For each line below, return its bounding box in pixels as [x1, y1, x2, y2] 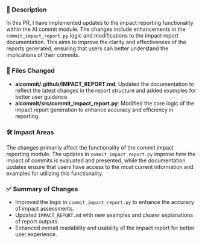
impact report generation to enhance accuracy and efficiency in [14, 106, 174, 113]
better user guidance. [14, 93, 69, 101]
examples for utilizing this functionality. [6, 170, 104, 177]
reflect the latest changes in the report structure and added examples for [14, 87, 197, 94]
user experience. [14, 231, 57, 238]
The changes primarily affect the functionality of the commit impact [6, 143, 174, 151]
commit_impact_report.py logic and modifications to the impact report [6, 32, 179, 39]
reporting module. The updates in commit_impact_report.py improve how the [6, 150, 196, 157]
